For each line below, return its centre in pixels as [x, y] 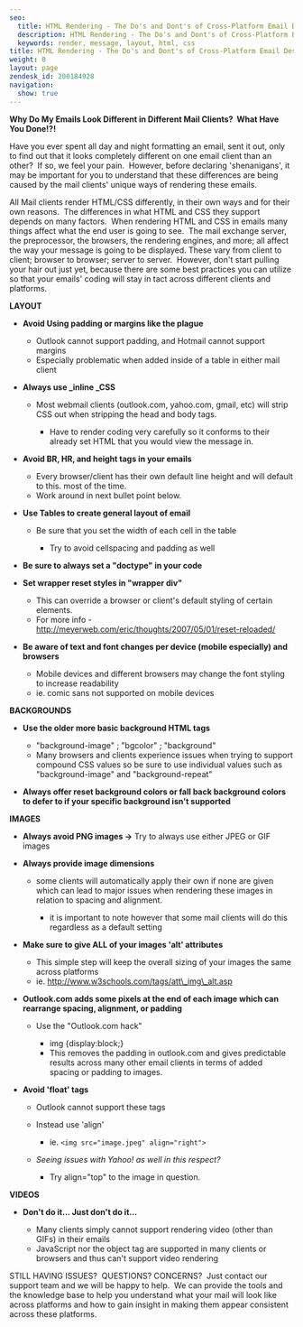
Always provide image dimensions [88, 863]
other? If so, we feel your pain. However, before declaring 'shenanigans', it [150, 165]
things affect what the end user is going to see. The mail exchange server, [148, 230]
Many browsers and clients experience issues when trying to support [164, 755]
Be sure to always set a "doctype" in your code [112, 565]
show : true [38, 93]
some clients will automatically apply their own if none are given [155, 880]
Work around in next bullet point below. [109, 495]
